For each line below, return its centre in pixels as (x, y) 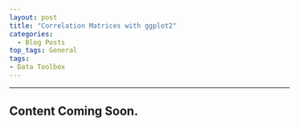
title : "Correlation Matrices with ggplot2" (93, 26)
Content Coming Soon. (74, 111)
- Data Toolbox (37, 67)
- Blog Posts (41, 42)
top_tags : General (43, 51)
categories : (31, 34)
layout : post (33, 17)
